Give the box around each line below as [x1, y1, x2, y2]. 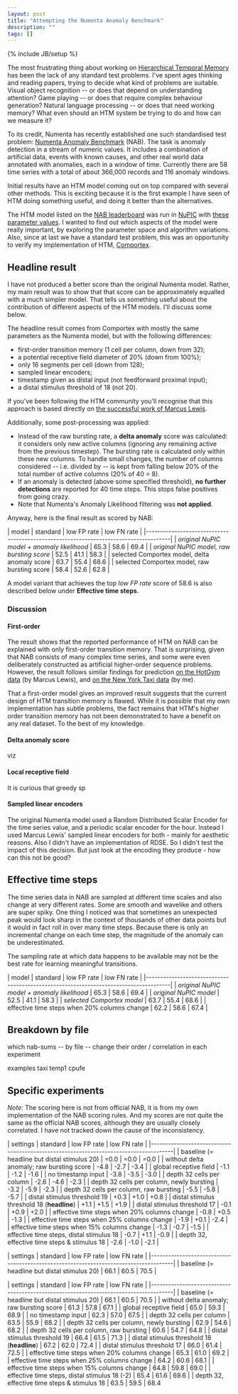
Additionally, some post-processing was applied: [7, 418, 151, 427]
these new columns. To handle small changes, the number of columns [17, 455, 223, 463]
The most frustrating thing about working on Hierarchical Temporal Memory [7, 63, 229, 72]
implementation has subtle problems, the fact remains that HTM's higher [7, 704, 220, 713]
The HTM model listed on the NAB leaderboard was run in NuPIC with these [7, 210, 229, 219]
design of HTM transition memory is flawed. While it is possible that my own [7, 697, 230, 706]
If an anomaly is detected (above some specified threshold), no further [17, 477, 227, 486]
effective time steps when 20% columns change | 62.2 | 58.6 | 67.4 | [7, 1003, 208, 1012]
